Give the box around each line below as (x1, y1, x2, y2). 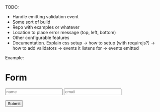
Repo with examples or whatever (12, 24, 80, 30)
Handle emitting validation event (12, 14, 79, 19)
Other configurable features (12, 35, 70, 40)
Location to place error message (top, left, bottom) (12, 30, 116, 35)
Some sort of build (12, 19, 51, 25)
